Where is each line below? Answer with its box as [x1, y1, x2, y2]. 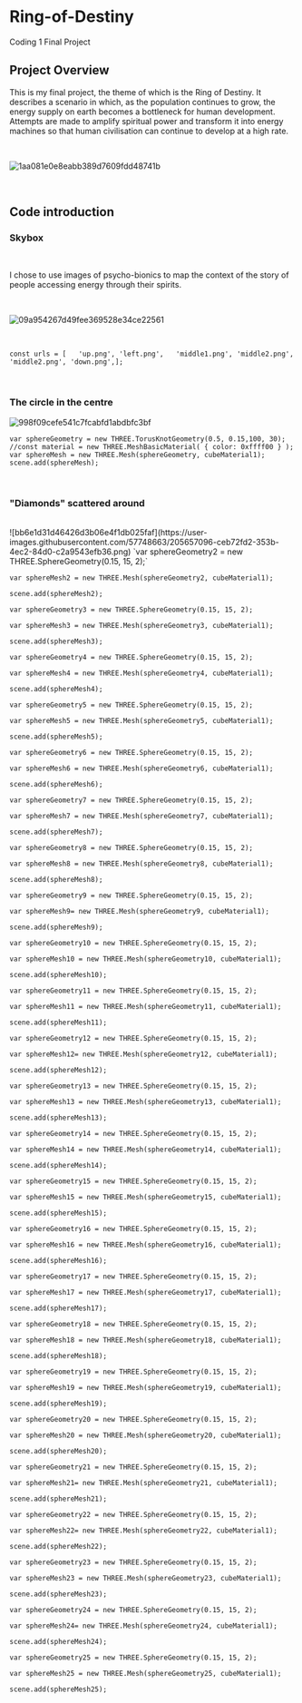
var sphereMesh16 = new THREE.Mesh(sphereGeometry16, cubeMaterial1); [9, 1240, 282, 1249]
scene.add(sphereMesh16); [9, 1257, 107, 1266]
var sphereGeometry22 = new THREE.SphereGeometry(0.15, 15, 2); [9, 1511, 258, 1520]
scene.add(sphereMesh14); [9, 1161, 107, 1170]
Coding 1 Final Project [9, 36, 91, 47]
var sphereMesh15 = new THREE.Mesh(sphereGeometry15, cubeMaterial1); [9, 1193, 282, 1202]
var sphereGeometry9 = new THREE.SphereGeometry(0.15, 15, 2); [9, 891, 254, 900]
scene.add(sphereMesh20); [9, 1447, 107, 1456]
